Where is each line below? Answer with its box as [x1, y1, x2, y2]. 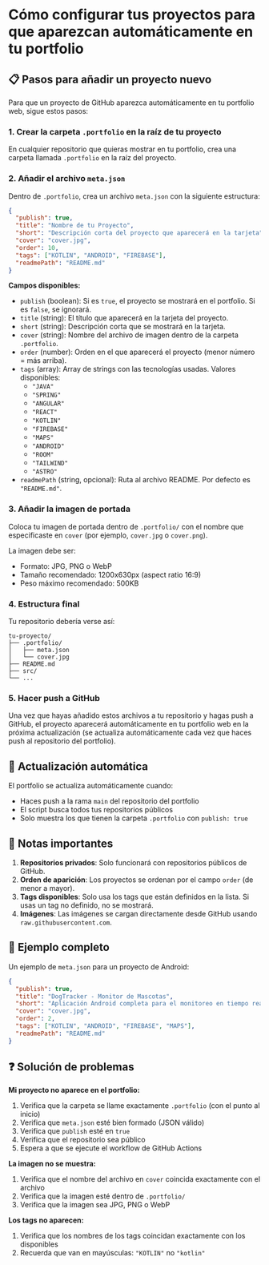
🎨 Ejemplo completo [8, 941, 110, 954]
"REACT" [31, 409, 58, 417]
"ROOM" [31, 451, 54, 459]
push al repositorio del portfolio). [8, 736, 116, 746]
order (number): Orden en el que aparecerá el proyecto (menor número [19, 347, 255, 357]
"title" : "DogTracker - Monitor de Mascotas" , [15, 992, 174, 1001]
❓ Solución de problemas [8, 1060, 134, 1074]
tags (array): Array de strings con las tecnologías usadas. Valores [19, 365, 236, 374]
